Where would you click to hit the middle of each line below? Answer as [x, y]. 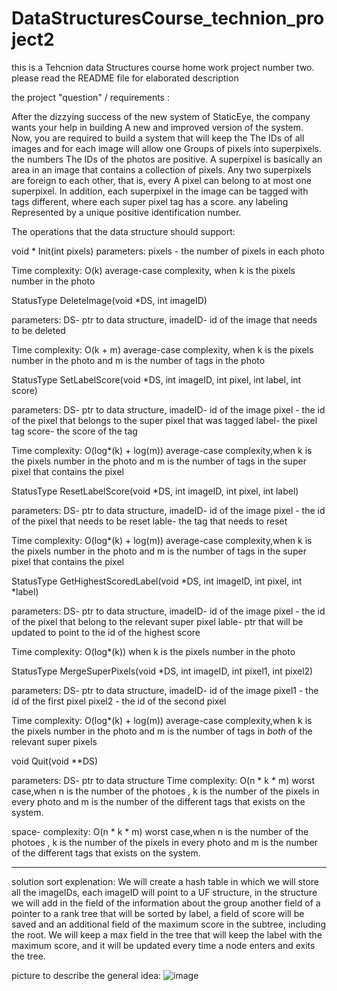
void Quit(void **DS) [55, 761]
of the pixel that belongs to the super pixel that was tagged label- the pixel [164, 420]
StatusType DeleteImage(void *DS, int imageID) [109, 300]
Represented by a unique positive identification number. [126, 212]
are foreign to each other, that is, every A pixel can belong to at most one [161, 180]
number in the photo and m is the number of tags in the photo [138, 360]
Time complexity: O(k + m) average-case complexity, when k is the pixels [162, 349]
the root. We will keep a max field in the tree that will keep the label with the [167, 934]
